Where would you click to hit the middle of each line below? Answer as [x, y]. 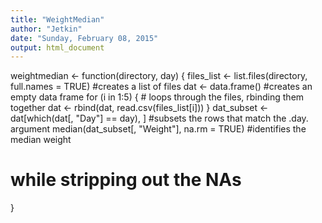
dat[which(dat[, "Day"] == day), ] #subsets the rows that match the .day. [159, 118]
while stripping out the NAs [126, 180]
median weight [41, 140]
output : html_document [57, 47]
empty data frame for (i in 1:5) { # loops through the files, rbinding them [157, 97]
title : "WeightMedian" [57, 19]
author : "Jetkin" [46, 29]
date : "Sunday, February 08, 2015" [84, 38]
